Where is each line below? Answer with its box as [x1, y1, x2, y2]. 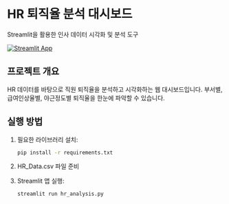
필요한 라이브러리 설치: [17, 135, 78, 144]
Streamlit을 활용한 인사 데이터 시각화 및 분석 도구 [7, 30, 139, 38]
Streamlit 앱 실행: [17, 177, 65, 185]
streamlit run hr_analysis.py [17, 190, 105, 198]
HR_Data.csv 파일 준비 [17, 162, 80, 170]
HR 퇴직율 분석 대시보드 [7, 6, 133, 22]
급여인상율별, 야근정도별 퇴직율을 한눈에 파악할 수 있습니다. [7, 93, 165, 102]
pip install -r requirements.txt [17, 149, 113, 156]
